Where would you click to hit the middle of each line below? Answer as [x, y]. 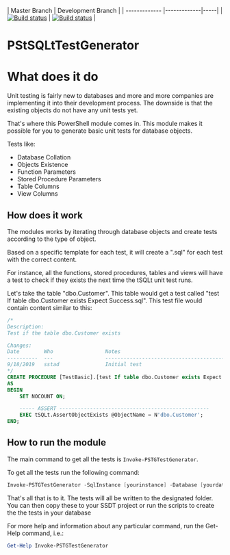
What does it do [53, 77]
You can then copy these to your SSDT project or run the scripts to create [111, 505]
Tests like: [21, 144]
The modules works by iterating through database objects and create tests [112, 231]
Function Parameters [47, 172]
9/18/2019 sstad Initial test [75, 365]
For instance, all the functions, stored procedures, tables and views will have [115, 272]
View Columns [37, 194]
